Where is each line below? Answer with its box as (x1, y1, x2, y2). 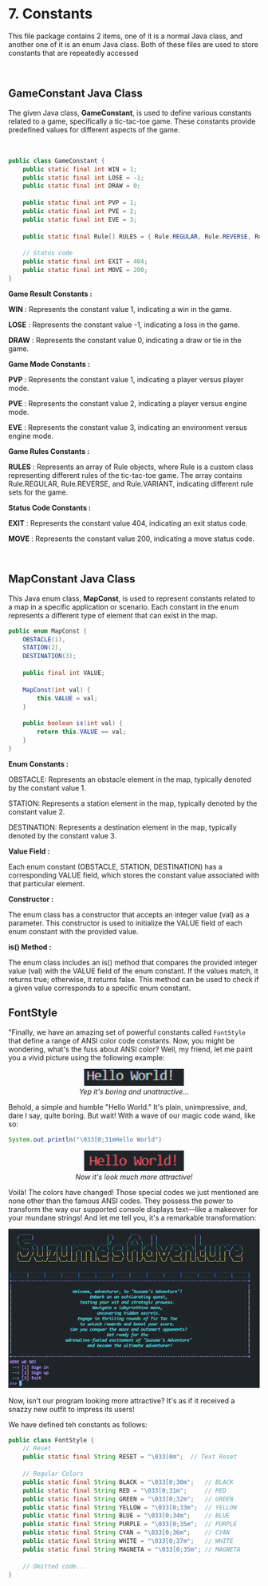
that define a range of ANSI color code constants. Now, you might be (8, 1036, 235, 1045)
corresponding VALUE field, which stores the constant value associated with (8, 870, 260, 880)
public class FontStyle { (8, 1436, 94, 1444)
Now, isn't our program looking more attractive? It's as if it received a (8, 1395, 235, 1405)
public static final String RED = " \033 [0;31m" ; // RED (22, 1486, 227, 1494)
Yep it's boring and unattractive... (78, 1087, 190, 1096)
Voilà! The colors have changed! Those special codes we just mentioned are (8, 1187, 259, 1197)
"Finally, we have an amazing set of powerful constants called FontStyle (8, 1027, 246, 1037)
